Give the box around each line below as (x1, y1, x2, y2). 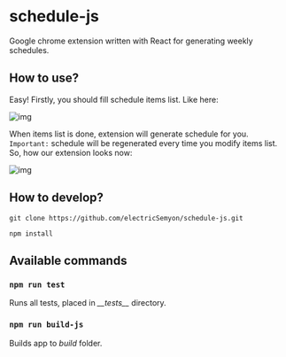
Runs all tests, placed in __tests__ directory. (9, 298, 166, 308)
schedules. (9, 44, 50, 55)
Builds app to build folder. (9, 338, 103, 348)
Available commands (9, 252, 128, 268)
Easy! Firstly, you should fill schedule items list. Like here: (9, 94, 219, 105)
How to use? (9, 71, 80, 86)
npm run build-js (9, 320, 84, 330)
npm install (9, 229, 53, 238)
